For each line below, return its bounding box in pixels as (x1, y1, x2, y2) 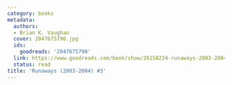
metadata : (7, 16, 36, 23)
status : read (13, 61, 51, 68)
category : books (7, 10, 54, 17)
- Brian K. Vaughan (13, 29, 70, 36)
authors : (13, 23, 39, 29)
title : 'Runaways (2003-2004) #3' (7, 67, 107, 74)
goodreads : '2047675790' (19, 49, 91, 56)
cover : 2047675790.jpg (13, 36, 79, 42)
